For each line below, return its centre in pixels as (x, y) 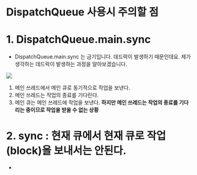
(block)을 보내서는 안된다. (66, 151)
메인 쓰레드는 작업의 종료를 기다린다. (56, 95)
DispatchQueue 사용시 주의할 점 (82, 12)
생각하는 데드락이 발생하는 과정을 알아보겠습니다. (71, 64)
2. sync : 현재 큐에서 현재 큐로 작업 (86, 136)
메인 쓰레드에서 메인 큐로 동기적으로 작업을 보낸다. (72, 88)
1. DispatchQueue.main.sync (78, 40)
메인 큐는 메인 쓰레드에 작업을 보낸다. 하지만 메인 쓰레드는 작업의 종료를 (96, 103)
